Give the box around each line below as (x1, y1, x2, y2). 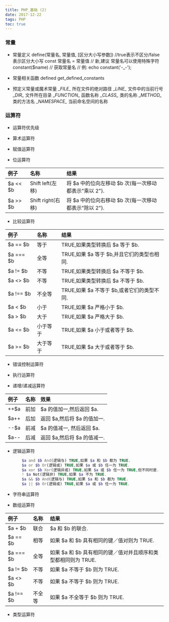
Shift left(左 (30, 180, 57, 187)
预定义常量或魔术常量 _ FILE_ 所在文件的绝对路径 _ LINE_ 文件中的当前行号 (12, 85, 163, 91)
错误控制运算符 (12, 361, 44, 367)
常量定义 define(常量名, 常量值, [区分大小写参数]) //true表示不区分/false (12, 51, 160, 58)
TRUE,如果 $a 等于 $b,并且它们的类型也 (61, 250, 154, 257)
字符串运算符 (12, 491, 39, 497)
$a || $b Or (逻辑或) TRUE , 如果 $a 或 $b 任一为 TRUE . (22, 482, 130, 487)
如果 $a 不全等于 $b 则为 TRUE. (50, 594, 124, 601)
